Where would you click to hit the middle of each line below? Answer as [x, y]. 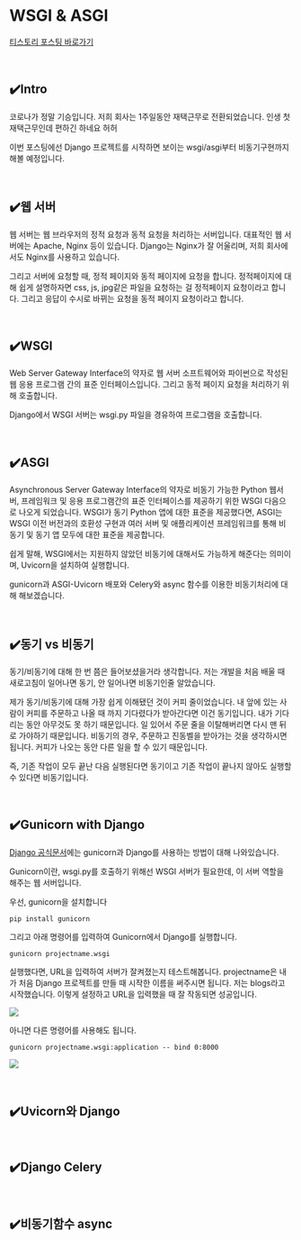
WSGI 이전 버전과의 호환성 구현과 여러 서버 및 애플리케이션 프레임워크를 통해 [143, 524]
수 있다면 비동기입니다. [49, 777]
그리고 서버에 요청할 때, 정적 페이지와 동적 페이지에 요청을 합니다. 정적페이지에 [146, 276]
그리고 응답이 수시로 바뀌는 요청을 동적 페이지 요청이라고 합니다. [133, 298]
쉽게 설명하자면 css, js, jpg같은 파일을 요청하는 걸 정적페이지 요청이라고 [144, 287]
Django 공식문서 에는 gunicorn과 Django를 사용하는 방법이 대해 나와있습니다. [144, 852]
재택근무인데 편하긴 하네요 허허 [64, 128]
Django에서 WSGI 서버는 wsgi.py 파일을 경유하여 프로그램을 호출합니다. [136, 415]
